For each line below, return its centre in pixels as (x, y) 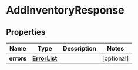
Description (80, 49)
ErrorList (45, 58)
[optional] (115, 58)
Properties (26, 32)
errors (18, 58)
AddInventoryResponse (65, 10)
